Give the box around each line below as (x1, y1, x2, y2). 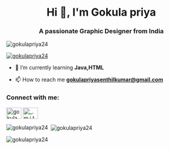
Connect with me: (6, 94, 60, 102)
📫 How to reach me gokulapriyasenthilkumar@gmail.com (14, 76, 163, 83)
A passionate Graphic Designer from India (39, 27, 164, 36)
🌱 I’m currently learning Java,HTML (14, 64, 104, 71)
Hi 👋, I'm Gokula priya (46, 5, 157, 19)
